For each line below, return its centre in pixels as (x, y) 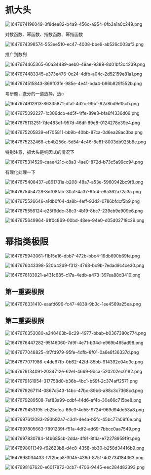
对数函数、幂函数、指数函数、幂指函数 (44, 34)
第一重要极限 (25, 292)
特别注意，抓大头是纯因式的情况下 (40, 152)
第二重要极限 (25, 321)
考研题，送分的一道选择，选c (35, 93)
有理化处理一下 (20, 172)
